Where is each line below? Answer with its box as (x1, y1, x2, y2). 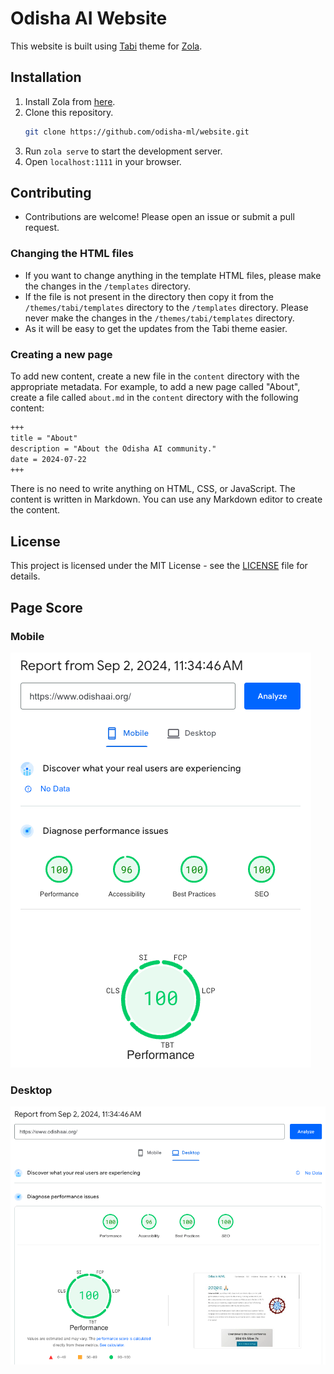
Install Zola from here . (24, 95, 116, 107)
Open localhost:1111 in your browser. (24, 155, 182, 167)
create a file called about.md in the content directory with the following (10, 392, 299, 404)
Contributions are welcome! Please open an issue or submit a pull (24, 211, 295, 223)
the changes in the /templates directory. (24, 280, 192, 292)
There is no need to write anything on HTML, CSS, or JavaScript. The (10, 483, 296, 495)
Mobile (10, 629, 45, 643)
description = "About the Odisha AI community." (10, 443, 217, 454)
